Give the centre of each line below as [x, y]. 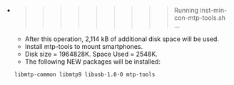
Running [186, 10]
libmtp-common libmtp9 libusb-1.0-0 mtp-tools [85, 74]
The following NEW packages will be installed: [92, 62]
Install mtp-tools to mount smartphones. [84, 46]
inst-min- [213, 10]
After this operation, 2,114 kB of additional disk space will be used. [122, 39]
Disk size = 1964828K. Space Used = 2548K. [91, 54]
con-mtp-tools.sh [200, 18]
